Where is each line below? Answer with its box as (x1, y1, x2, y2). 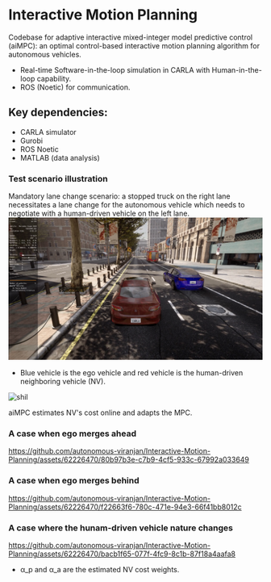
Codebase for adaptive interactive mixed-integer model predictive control (8, 32, 252, 42)
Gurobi (19, 136, 43, 145)
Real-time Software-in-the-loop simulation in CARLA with (19, 65, 211, 74)
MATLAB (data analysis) (19, 153, 101, 162)
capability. (36, 73, 71, 83)
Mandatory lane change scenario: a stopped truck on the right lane (8, 191, 231, 201)
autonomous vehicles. (8, 49, 82, 59)
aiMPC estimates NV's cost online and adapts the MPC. (8, 408, 193, 417)
